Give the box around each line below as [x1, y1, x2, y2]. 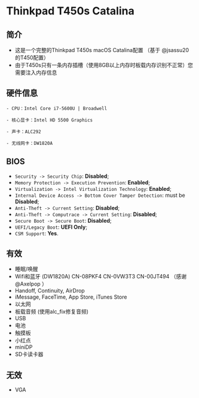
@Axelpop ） [14, 280, 48, 288]
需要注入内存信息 [14, 69, 57, 76]
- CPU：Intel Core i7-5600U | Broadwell [6, 105, 108, 111]
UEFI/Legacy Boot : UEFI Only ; [14, 223, 88, 230]
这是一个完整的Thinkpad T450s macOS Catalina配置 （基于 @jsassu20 [14, 47, 189, 53]
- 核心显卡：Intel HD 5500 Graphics [6, 117, 93, 123]
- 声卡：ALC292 [6, 129, 41, 135]
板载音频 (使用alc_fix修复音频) [14, 308, 88, 315]
